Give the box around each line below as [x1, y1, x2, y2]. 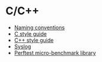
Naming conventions [14, 24, 65, 31]
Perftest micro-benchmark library [14, 49, 96, 56]
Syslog [14, 43, 31, 50]
